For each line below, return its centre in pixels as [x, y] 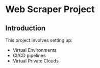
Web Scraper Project [50, 9]
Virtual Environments [35, 50]
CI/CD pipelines [29, 55]
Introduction [26, 28]
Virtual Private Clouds [35, 61]
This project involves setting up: [39, 40]
